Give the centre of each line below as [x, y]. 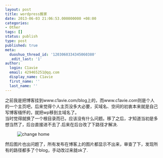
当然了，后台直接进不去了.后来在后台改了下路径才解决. [64, 124]
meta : [10, 50]
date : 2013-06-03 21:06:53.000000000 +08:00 [51, 18]
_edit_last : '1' [26, 59]
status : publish [21, 37]
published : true [21, 45]
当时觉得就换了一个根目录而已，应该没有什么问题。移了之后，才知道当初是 [79, 118]
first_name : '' [25, 81]
